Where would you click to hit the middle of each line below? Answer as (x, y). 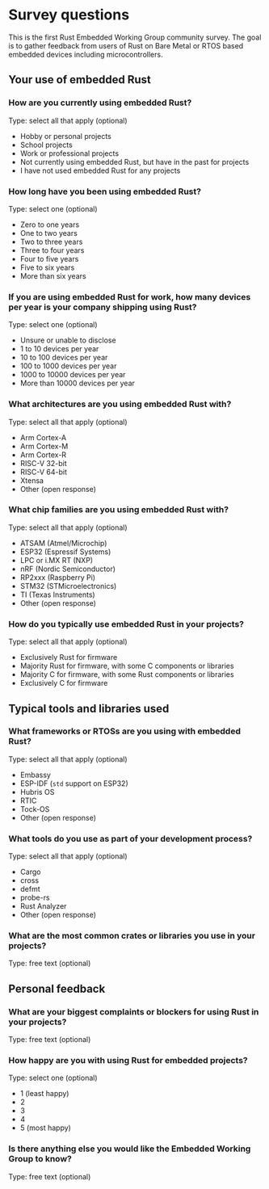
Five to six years (47, 267)
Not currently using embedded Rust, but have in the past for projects (134, 162)
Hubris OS (37, 792)
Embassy (35, 775)
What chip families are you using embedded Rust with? (118, 510)
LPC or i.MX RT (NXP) (57, 560)
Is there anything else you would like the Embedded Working (130, 1149)
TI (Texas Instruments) (57, 594)
